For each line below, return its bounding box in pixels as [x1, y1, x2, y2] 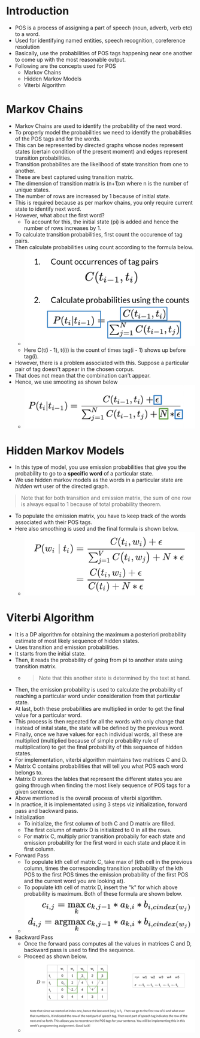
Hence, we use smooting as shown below [14, 378, 118, 385]
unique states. [14, 186, 50, 193]
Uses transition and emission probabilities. [14, 644, 120, 651]
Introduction [6, 4, 69, 18]
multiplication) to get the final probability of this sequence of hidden [14, 743, 183, 750]
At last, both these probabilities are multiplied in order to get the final [14, 705, 184, 712]
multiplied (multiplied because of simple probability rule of [14, 737, 159, 744]
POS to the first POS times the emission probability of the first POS [23, 871, 189, 878]
